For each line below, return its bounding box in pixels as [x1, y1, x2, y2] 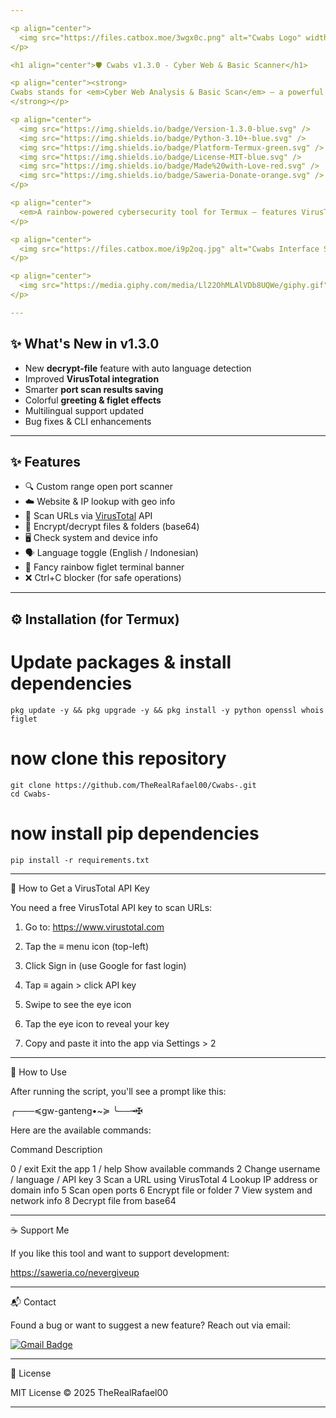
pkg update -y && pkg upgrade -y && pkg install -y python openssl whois [10, 705, 325, 715]
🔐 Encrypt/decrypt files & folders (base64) [24, 521, 200, 533]
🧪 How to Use [10, 1066, 67, 1078]
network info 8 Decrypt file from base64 [10, 1194, 177, 1206]
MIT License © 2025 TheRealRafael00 [10, 1386, 169, 1398]
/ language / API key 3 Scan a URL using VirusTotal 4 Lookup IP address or [10, 1173, 318, 1185]
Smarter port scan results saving [24, 383, 164, 395]
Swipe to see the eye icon [24, 998, 132, 1010]
